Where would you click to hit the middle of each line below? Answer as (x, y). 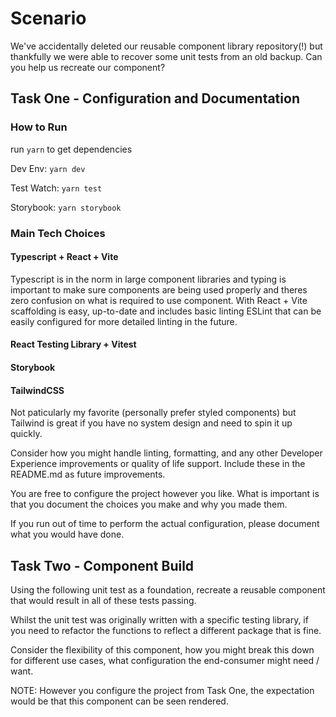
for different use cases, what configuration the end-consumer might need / (165, 660)
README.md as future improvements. (88, 474)
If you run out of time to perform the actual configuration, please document (165, 524)
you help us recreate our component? (88, 67)
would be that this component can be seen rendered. (119, 701)
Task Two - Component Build (102, 565)
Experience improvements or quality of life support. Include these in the (158, 464)
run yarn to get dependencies (71, 149)
